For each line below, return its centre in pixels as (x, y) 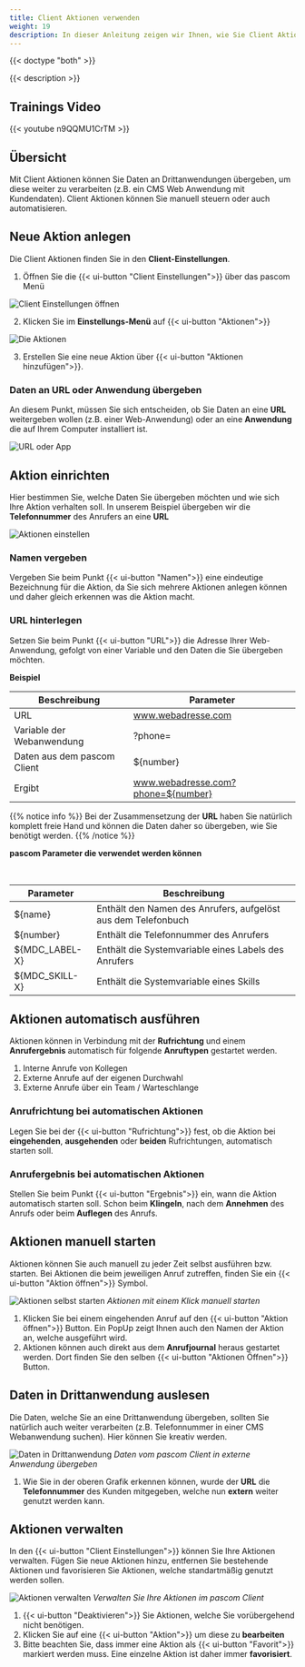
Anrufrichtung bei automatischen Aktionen (107, 1111)
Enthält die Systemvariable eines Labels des (190, 949)
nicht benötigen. (53, 1625)
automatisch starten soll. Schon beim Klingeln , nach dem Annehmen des (147, 1203)
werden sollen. (37, 1581)
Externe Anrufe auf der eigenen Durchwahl (103, 1078)
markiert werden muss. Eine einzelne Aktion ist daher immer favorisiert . (157, 1654)
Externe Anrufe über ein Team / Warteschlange (111, 1087)
